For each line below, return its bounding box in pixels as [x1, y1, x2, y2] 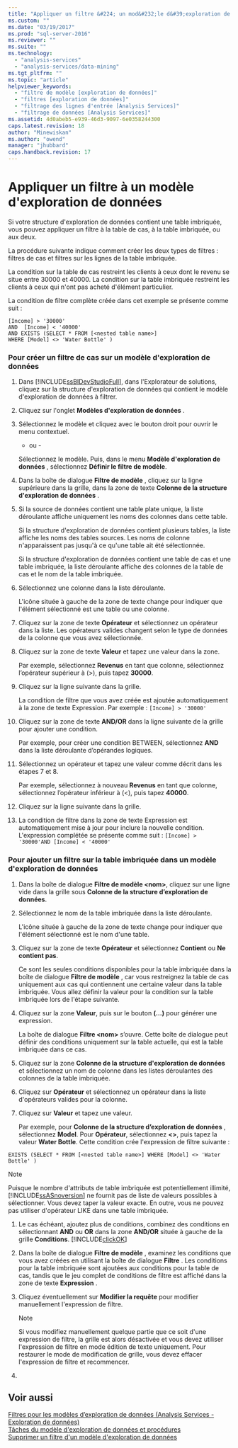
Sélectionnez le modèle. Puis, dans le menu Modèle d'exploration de [18, 455, 221, 464]
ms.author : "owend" [8, 135, 66, 142]
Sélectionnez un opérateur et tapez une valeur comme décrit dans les [18, 760, 222, 768]
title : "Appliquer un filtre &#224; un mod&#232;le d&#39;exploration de [8, 10, 231, 18]
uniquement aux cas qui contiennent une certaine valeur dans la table [18, 980, 222, 988]
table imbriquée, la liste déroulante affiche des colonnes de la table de [18, 562, 224, 571]
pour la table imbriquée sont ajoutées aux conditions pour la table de [18, 1263, 220, 1272]
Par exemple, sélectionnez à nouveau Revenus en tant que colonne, [18, 781, 218, 789]
